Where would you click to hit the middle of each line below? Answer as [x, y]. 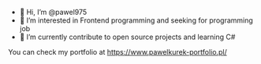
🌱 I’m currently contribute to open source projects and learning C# [127, 37]
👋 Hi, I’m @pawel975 [53, 12]
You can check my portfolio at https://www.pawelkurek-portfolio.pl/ [117, 52]
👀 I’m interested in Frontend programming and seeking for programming [136, 20]
